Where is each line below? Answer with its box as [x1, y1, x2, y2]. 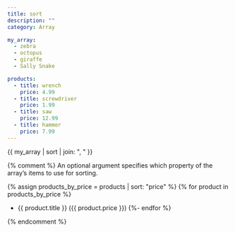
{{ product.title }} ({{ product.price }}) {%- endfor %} [17, 203, 171, 212]
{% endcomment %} [7, 217, 67, 226]
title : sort [7, 10, 42, 18]
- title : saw [13, 108, 52, 115]
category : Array [7, 23, 55, 30]
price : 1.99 [20, 102, 55, 109]
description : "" [7, 17, 55, 24]
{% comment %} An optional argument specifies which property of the [7, 161, 213, 170]
